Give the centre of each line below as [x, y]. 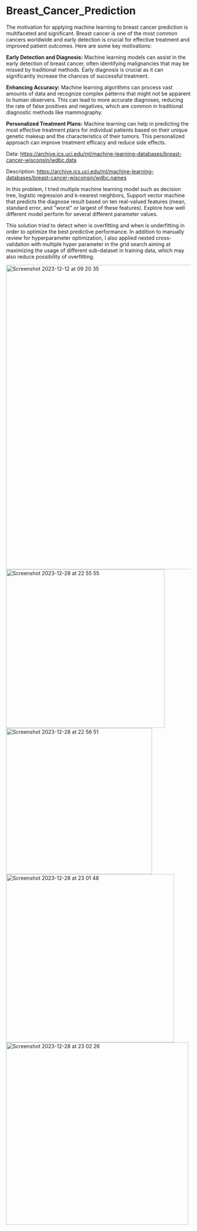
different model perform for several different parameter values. [82, 214]
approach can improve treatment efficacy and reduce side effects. [86, 142]
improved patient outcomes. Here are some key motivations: [79, 46]
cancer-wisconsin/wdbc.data [41, 160]
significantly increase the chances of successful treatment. [78, 76]
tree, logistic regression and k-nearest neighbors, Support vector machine [96, 195]
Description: [21, 171]
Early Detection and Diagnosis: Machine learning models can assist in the [96, 57]
